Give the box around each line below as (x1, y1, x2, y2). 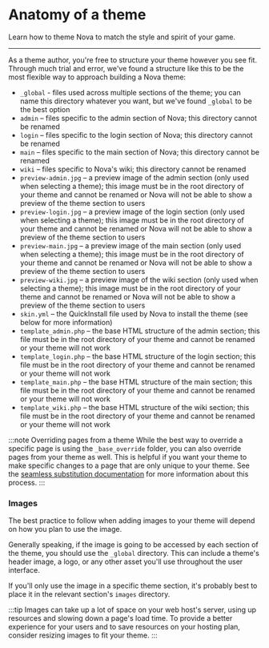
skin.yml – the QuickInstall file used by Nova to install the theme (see (19, 308, 248, 318)
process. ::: (8, 477, 46, 487)
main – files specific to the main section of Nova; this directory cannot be (19, 147, 260, 157)
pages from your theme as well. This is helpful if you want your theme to (8, 452, 247, 461)
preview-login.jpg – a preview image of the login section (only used (19, 207, 246, 216)
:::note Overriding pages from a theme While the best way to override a (8, 435, 243, 445)
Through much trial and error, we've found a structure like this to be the (8, 63, 244, 73)
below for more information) (19, 317, 113, 327)
